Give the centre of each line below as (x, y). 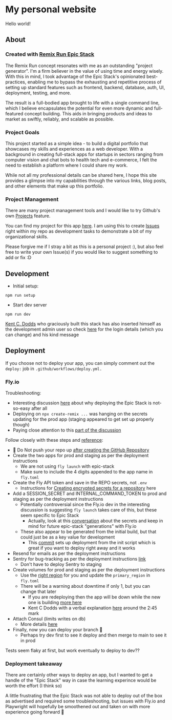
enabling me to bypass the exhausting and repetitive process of (94, 82)
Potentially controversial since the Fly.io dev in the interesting (85, 505)
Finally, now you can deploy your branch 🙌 (58, 630)
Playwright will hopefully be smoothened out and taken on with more (78, 707)
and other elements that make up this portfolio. (55, 186)
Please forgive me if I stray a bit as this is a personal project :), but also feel (84, 246)
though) (21, 425)
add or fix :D (18, 258)
